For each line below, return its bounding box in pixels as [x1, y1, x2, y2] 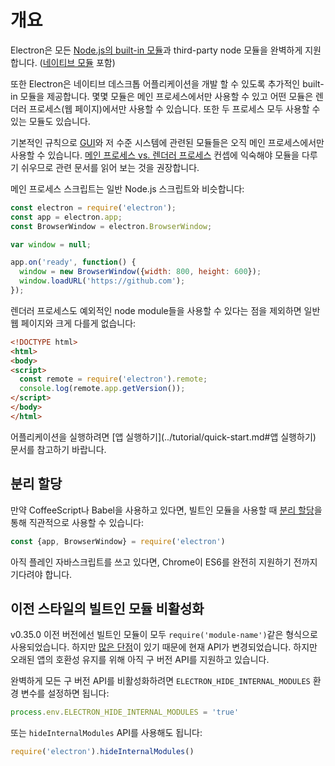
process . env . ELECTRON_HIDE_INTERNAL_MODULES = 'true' [10, 707, 240, 718]
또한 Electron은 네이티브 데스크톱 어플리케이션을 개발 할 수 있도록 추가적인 [10, 77, 301, 90]
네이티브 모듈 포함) [42, 56, 116, 68]
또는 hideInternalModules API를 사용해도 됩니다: [10, 727, 203, 739]
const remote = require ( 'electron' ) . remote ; [19, 374, 208, 385]
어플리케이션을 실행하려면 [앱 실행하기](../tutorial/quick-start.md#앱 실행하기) [10, 431, 317, 443]
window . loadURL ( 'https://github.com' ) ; [19, 276, 186, 286]
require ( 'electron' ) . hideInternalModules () [10, 747, 195, 757]
